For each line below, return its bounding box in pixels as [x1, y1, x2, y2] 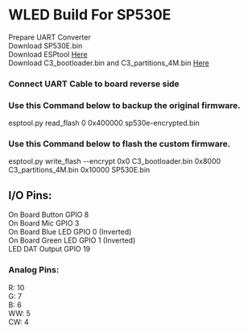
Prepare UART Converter [8, 32, 91, 42]
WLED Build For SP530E [8, 6, 172, 24]
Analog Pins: [8, 264, 60, 276]
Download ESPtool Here [8, 49, 88, 59]
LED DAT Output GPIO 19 [8, 244, 91, 254]
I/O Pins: [8, 188, 52, 202]
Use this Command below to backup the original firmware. [8, 99, 242, 110]
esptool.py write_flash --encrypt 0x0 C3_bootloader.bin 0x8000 [8, 156, 221, 166]
